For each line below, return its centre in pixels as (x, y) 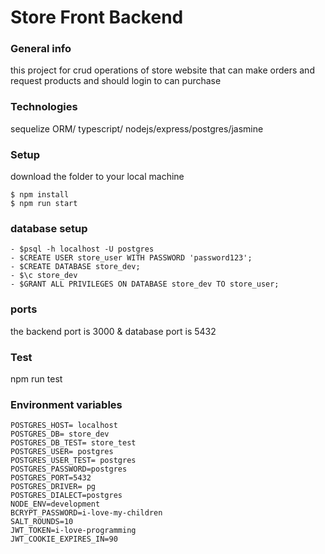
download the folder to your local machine (97, 177)
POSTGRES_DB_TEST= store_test (73, 443)
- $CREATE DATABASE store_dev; (75, 267)
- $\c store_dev (44, 276)
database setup (49, 228)
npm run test (36, 378)
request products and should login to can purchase (116, 81)
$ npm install (40, 195)
